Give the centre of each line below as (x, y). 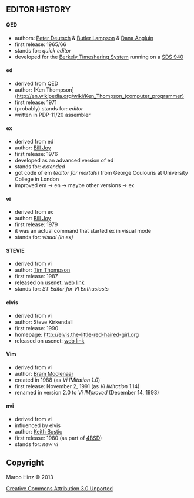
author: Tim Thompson (42, 270)
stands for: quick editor (43, 50)
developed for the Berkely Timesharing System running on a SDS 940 (99, 57)
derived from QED (36, 83)
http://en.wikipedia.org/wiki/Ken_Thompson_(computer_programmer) (100, 96)
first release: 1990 (36, 328)
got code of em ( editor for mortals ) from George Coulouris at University (101, 173)
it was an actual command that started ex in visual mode (83, 231)
